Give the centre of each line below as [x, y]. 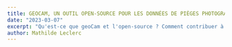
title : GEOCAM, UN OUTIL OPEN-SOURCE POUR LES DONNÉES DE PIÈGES [103, 13]
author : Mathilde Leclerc [44, 33]
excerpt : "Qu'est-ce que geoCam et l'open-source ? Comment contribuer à [116, 26]
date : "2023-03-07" [35, 20]
